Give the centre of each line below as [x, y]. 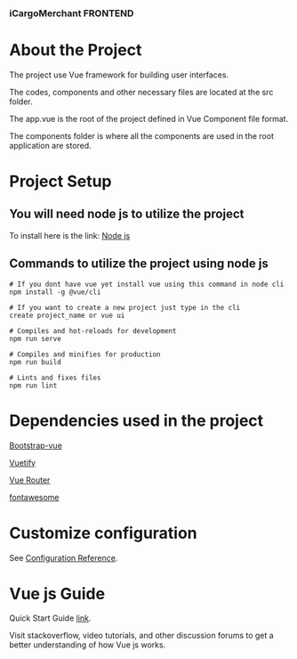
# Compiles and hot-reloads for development [93, 331]
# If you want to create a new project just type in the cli [125, 307]
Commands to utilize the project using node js [139, 264]
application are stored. [50, 145]
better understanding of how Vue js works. [88, 645]
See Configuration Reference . [64, 557]
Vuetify [23, 462]
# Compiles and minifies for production [85, 354]
